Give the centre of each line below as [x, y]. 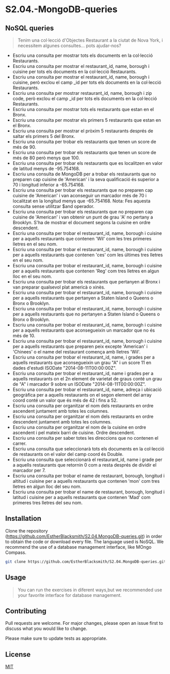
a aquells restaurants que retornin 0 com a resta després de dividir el [84, 465]
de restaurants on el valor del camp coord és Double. [68, 454]
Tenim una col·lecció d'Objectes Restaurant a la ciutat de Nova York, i [90, 40]
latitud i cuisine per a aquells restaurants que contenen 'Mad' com [81, 497]
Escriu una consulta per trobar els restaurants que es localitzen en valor [88, 163]
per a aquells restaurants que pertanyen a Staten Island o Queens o [83, 298]
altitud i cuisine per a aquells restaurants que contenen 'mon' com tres [86, 481]
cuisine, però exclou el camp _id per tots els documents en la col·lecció [87, 82]
